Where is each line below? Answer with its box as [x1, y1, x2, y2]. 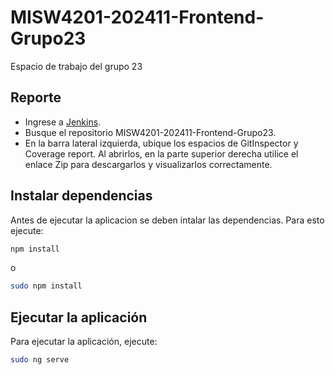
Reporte [10, 89, 62, 106]
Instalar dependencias [10, 187, 153, 205]
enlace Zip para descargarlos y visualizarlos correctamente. [24, 158, 273, 170]
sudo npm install [10, 281, 83, 291]
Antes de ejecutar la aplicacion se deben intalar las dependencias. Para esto [10, 214, 325, 226]
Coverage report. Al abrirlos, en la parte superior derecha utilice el [24, 147, 299, 160]
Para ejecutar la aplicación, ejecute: [10, 336, 158, 348]
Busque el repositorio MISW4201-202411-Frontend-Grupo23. [24, 126, 277, 138]
